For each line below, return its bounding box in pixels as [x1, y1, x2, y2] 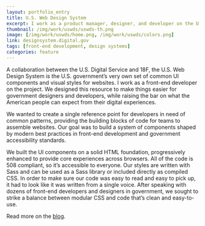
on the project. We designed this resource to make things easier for [6, 85, 177, 93]
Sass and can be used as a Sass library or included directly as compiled [6, 168, 188, 175]
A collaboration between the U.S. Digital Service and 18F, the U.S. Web [6, 66, 185, 73]
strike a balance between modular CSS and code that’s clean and [6, 194, 171, 201]
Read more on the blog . [6, 212, 66, 220]
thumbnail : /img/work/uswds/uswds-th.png [6, 26, 114, 33]
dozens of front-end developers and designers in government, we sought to [6, 187, 198, 195]
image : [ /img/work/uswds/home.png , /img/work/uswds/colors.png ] [6, 32, 174, 38]
